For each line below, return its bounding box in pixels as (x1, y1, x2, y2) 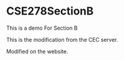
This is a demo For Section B (6, 24, 78, 32)
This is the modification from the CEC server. (6, 36, 119, 43)
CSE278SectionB (6, 4, 94, 18)
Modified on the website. (6, 47, 68, 55)
